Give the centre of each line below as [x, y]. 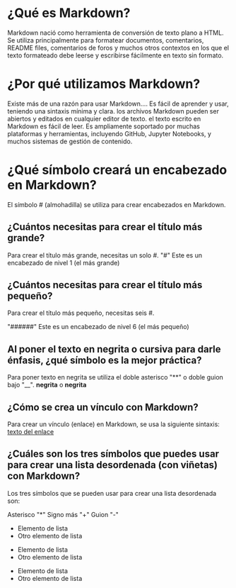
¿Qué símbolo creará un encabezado [117, 170]
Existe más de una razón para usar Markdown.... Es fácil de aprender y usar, [118, 104]
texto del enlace [31, 432]
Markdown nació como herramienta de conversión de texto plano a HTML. [116, 33]
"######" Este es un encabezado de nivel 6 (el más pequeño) [98, 327]
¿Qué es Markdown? [69, 13]
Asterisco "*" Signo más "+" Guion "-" [63, 514]
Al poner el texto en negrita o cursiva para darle [114, 349]
